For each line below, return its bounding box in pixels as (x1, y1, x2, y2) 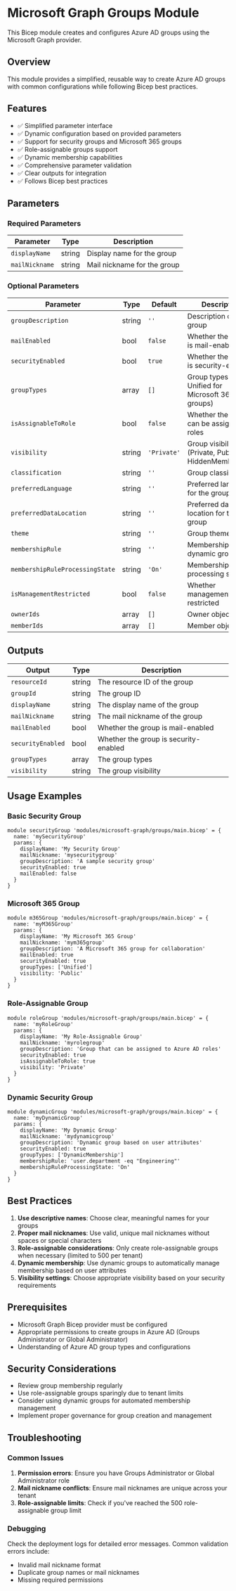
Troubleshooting (7, 1431, 82, 1443)
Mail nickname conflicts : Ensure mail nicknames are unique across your (17, 1484, 228, 1493)
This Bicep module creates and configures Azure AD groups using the (7, 28, 210, 37)
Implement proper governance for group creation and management (17, 1412, 212, 1420)
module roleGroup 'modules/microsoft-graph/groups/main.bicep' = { (7, 1014, 209, 1021)
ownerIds (11, 610, 40, 618)
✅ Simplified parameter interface (17, 121, 113, 129)
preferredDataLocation (11, 509, 86, 517)
